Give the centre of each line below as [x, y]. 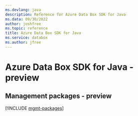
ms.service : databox [27, 38]
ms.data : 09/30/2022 [27, 19]
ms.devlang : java [23, 10]
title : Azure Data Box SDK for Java [43, 33]
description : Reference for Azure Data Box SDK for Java [66, 14]
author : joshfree [23, 24]
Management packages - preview [59, 96]
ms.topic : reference [27, 28]
